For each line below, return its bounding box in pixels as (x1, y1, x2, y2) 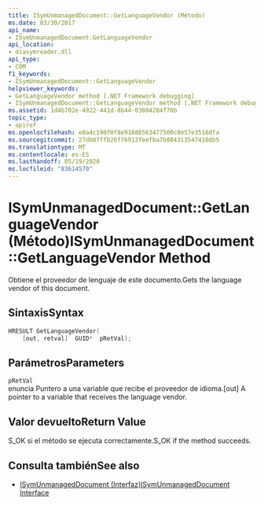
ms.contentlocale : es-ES (8, 150, 90, 158)
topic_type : (8, 114, 47, 122)
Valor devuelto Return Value (8, 415, 147, 429)
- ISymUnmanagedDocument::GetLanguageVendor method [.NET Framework (8, 99, 237, 107)
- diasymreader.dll (8, 48, 72, 56)
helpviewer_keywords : (8, 84, 79, 93)
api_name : (8, 26, 41, 34)
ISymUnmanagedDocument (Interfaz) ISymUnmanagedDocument (19, 479, 230, 488)
